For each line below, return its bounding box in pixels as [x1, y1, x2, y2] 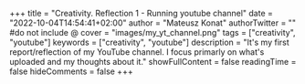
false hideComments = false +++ [9, 66, 134, 77]
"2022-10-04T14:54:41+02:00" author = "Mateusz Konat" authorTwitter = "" [9, 17, 297, 28]
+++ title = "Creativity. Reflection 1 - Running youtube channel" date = [9, 8, 274, 18]
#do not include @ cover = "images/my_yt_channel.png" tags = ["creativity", [9, 27, 296, 37]
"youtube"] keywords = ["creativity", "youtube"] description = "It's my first [9, 37, 289, 47]
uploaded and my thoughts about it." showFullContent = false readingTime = [9, 57, 297, 67]
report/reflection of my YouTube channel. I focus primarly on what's [9, 47, 265, 58]
